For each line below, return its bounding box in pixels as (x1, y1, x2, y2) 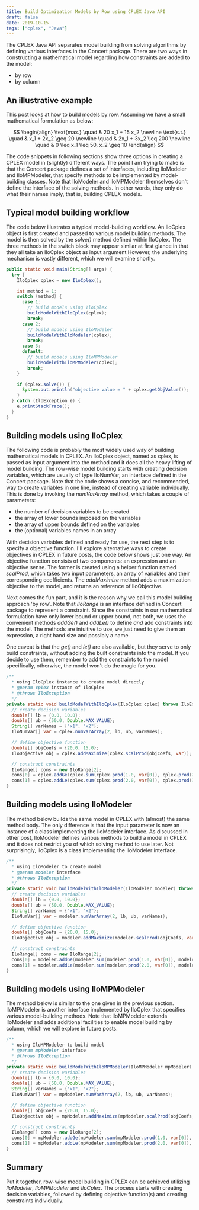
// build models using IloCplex (27, 304, 108, 311)
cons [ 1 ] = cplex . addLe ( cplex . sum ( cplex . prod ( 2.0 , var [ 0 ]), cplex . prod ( (11, 778, 192, 784)
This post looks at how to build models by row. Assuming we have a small (6, 111, 185, 118)
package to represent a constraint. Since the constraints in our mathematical (6, 606, 193, 614)
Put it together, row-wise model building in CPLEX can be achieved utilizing (6, 1178, 190, 1185)
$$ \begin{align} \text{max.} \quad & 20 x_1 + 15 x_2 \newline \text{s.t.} (12, 129, 187, 136)
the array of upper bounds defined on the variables (14, 521, 140, 528)
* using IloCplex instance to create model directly (11, 679, 145, 685)
